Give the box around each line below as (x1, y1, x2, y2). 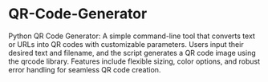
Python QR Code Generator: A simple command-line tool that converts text (8, 31, 255, 41)
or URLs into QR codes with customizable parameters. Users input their (8, 39, 244, 49)
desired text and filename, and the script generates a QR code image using (8, 48, 257, 57)
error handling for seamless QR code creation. (8, 64, 161, 74)
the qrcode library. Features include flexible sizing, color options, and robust (8, 57, 261, 66)
